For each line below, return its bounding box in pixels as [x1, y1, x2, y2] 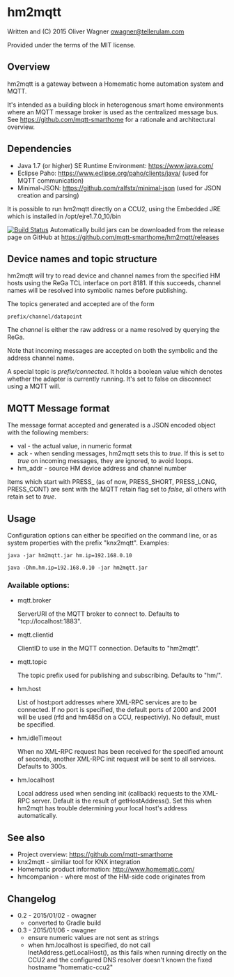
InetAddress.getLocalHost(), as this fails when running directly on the [27, 948, 227, 956]
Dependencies [7, 143, 72, 155]
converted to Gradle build [27, 918, 102, 927]
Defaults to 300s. [17, 762, 68, 771]
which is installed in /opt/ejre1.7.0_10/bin [7, 212, 121, 220]
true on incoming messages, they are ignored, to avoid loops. [17, 457, 194, 465]
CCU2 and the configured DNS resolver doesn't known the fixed [27, 955, 212, 964]
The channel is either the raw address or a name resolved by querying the [7, 326, 220, 334]
